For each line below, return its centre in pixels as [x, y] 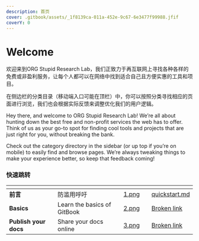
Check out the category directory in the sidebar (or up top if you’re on [91, 146]
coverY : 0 [18, 23]
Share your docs [80, 221]
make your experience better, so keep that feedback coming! [81, 159]
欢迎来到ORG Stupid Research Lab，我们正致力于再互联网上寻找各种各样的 [97, 69]
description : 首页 [28, 12]
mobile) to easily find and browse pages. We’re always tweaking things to [96, 152]
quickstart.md [171, 194]
